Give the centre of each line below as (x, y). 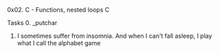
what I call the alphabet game (59, 43)
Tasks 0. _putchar (32, 23)
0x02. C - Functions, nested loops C (58, 10)
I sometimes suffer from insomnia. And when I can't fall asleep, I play (115, 36)
